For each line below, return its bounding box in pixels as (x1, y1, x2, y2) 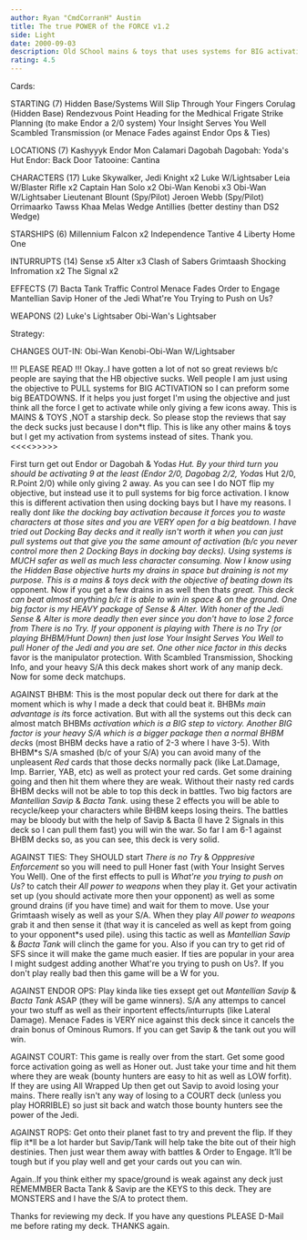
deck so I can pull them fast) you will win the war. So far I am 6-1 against (10, 825, 281, 835)
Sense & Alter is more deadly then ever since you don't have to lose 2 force (10, 614, 294, 624)
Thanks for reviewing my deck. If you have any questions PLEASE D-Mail (10, 1211, 284, 1221)
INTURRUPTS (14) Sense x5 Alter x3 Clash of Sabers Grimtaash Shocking (10, 256, 286, 267)
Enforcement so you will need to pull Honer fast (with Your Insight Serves (10, 861, 285, 872)
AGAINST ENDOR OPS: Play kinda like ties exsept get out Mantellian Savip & (10, 985, 297, 996)
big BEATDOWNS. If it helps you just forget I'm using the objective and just (10, 392, 291, 403)
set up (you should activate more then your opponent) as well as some (10, 890, 275, 901)
